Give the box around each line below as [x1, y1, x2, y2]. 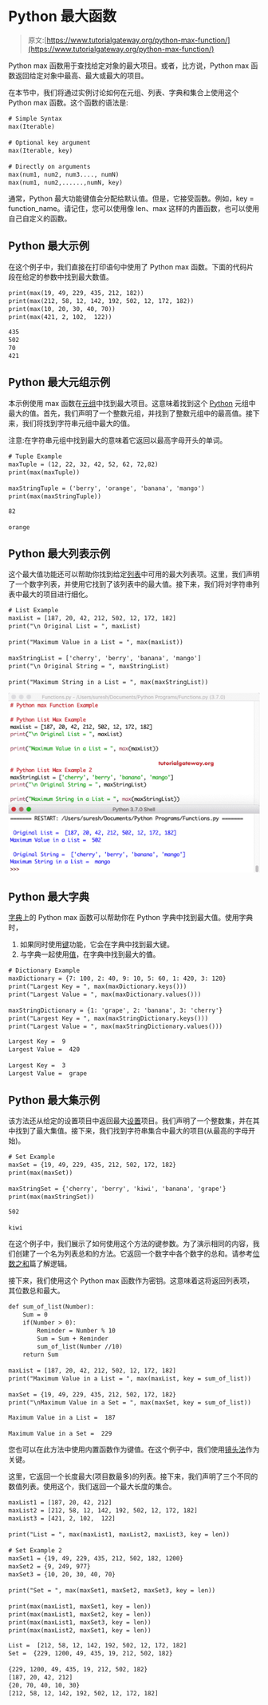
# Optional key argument [8, 138, 91, 146]
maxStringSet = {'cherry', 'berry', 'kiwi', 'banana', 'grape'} [8, 1185, 227, 1193]
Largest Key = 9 [8, 1038, 66, 1046]
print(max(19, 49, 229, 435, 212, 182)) [8, 289, 145, 297]
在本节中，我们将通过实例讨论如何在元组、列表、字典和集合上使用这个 [8, 87, 239, 97]
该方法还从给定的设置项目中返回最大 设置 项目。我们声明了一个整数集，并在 [8, 1116, 253, 1125]
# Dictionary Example [8, 966, 81, 975]
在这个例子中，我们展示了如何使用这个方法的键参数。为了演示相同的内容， [8, 1239, 253, 1249]
